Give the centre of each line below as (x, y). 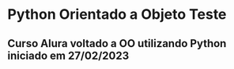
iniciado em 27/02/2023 (68, 55)
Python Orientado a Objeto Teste (117, 15)
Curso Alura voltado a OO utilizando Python (117, 44)
